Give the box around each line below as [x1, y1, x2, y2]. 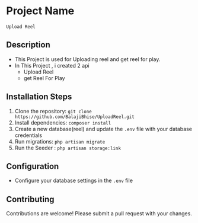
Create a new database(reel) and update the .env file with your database [14, 125, 193, 132]
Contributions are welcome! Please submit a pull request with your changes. [6, 210, 193, 217]
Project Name [6, 4, 75, 18]
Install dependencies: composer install [14, 119, 111, 126]
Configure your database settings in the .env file [14, 177, 133, 184]
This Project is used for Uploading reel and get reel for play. [14, 55, 161, 63]
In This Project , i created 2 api [14, 62, 90, 69]
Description [6, 40, 50, 50]
